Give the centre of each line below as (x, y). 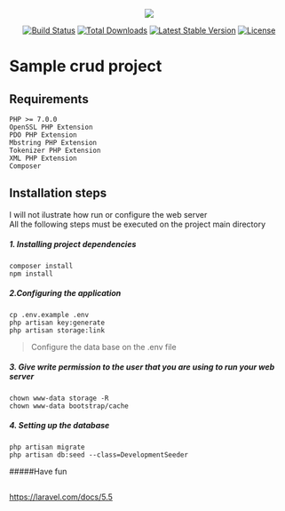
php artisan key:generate (57, 323)
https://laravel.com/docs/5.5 (61, 497)
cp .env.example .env (49, 315)
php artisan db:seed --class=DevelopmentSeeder (99, 455)
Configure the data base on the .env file (103, 347)
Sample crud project (86, 66)
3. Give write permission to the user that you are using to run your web (142, 367)
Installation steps (58, 193)
